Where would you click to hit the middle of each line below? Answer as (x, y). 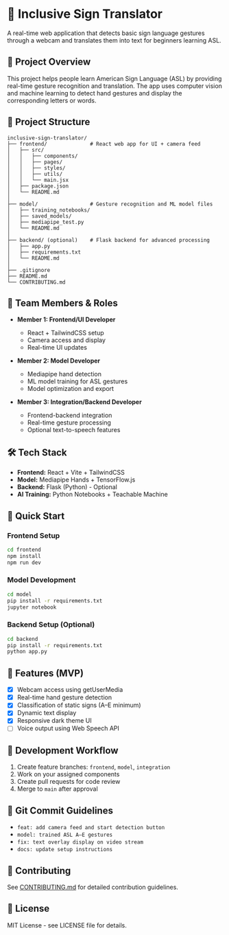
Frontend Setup (34, 535)
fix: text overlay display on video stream (80, 842)
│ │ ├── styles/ (37, 168)
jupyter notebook (32, 607)
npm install (24, 556)
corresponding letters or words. (52, 100)
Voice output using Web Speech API (68, 728)
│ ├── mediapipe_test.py (46, 222)
